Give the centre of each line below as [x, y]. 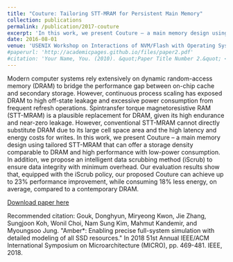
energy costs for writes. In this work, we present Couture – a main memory [114, 137]
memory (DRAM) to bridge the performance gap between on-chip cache [111, 86]
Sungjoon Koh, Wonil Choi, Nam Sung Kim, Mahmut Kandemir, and [102, 223]
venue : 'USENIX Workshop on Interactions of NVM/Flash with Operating [111, 46]
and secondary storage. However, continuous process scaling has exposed [115, 93]
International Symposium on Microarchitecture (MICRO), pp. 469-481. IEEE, [115, 245]
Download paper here [38, 202]
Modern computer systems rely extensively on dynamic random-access [110, 78]
